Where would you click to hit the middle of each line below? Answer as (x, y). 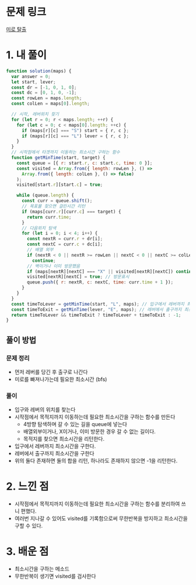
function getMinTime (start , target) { (59, 158)
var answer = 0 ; (31, 77)
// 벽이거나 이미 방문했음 (54, 266)
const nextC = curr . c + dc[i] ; (65, 244)
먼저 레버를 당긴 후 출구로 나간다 (51, 372)
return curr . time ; (49, 217)
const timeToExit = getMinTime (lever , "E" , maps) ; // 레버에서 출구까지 (97, 309)
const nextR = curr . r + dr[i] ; (65, 239)
